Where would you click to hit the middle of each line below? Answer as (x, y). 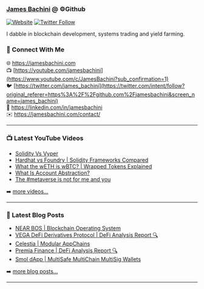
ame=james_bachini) (32, 101)
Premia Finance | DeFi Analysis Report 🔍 (66, 251)
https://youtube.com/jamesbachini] (59, 70)
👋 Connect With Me (36, 50)
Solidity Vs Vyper (37, 153)
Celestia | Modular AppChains (53, 244)
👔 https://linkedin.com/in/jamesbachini (54, 107)
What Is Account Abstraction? (52, 173)
